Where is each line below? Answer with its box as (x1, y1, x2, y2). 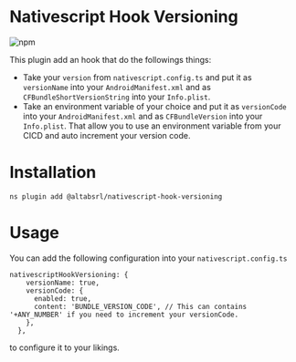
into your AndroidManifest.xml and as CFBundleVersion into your (22, 110, 263, 121)
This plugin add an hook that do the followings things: (9, 54, 212, 65)
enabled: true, (33, 294, 92, 303)
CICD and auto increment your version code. (22, 129, 191, 140)
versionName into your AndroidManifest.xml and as (22, 81, 212, 92)
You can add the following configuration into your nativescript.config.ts (9, 253, 288, 264)
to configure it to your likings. (9, 342, 121, 353)
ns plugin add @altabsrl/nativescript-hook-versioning (9, 191, 223, 202)
